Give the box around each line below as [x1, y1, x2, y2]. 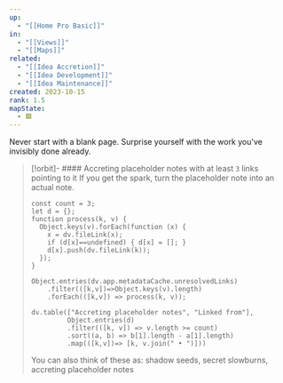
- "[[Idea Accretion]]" [17, 63, 105, 72]
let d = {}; [30, 207, 75, 216]
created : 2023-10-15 [9, 87, 86, 96]
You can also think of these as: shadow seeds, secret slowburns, [30, 355, 269, 365]
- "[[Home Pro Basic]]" [17, 21, 105, 30]
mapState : [9, 104, 46, 113]
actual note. [30, 182, 75, 193]
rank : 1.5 [9, 95, 46, 105]
